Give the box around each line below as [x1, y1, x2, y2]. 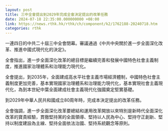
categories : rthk [5, 26, 41, 31]
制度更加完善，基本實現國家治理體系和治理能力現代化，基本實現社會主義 [9, 80, 158, 86]
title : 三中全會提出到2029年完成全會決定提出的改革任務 [5, 12, 108, 17]
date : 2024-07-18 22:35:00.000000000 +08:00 [5, 16, 99, 21]
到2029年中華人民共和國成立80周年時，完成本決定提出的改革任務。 [5, 97, 144, 103]
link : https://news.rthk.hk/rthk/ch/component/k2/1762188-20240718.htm [5, 21, 157, 26]
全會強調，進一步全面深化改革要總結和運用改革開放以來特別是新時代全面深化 [5, 108, 163, 114]
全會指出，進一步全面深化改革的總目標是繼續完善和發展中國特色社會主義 [5, 57, 154, 63]
